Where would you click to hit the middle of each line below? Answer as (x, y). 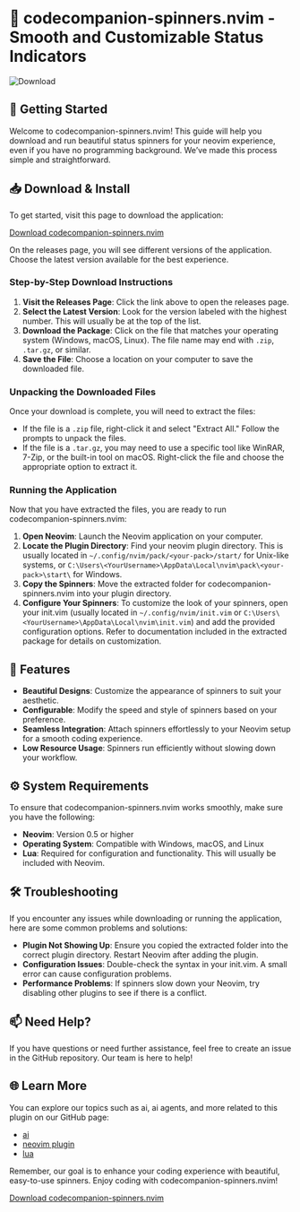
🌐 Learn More (48, 1086)
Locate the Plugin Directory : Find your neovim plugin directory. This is (153, 546)
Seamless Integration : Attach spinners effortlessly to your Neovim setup (156, 729)
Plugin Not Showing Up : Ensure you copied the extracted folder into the (155, 945)
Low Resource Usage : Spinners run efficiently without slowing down (149, 749)
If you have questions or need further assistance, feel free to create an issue (150, 1048)
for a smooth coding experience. (82, 739)
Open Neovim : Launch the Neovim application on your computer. (142, 536)
